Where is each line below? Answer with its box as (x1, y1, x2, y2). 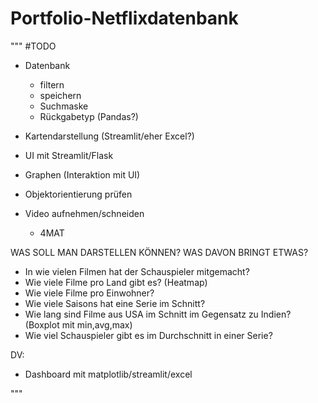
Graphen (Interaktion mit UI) (24, 168, 141, 181)
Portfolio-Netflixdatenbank (10, 7, 239, 30)
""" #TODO (10, 40, 57, 52)
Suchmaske (39, 100, 89, 112)
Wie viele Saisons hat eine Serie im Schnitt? (24, 297, 206, 309)
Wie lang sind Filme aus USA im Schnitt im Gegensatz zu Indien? (24, 308, 292, 320)
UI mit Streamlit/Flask (24, 149, 114, 161)
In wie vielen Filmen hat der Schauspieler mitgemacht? (24, 265, 250, 277)
